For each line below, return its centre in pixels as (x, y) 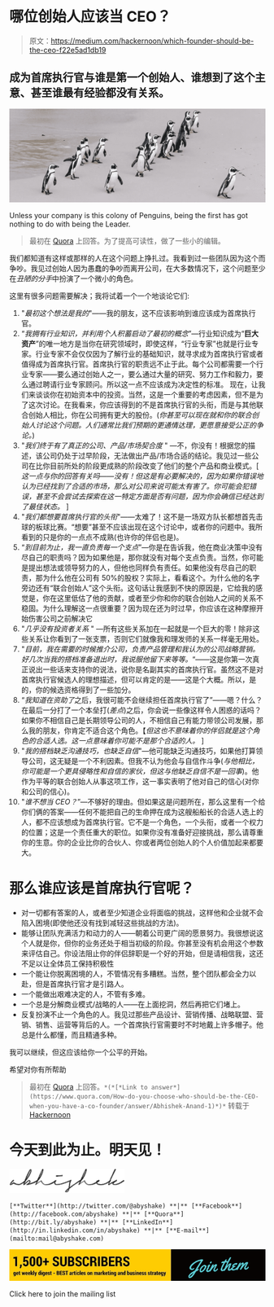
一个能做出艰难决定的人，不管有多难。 (85, 993)
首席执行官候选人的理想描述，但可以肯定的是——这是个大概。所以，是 (139, 679)
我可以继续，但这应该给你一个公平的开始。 (80, 1052)
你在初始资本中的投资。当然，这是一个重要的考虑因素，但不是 (153, 394)
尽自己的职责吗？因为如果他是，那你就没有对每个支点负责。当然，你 (135, 557)
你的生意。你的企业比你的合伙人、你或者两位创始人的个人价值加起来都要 (142, 842)
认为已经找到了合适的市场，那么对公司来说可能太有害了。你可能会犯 (135, 486)
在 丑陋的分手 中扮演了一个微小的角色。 (73, 279)
